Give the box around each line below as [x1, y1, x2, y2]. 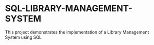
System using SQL [5, 34, 42, 40]
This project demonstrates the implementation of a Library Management [5, 29, 149, 35]
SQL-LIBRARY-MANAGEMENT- [5, 3, 133, 14]
